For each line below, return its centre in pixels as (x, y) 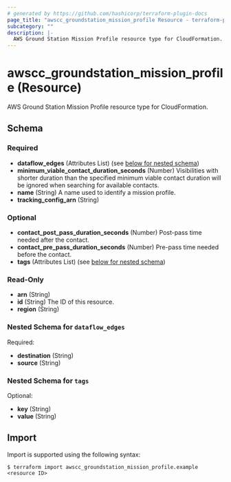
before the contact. (44, 255)
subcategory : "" (30, 26)
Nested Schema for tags (48, 381)
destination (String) (45, 355)
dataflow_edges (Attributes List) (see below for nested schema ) (108, 163)
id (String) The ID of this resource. (66, 302)
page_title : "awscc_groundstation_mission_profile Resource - (98, 20)
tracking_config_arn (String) (58, 200)
